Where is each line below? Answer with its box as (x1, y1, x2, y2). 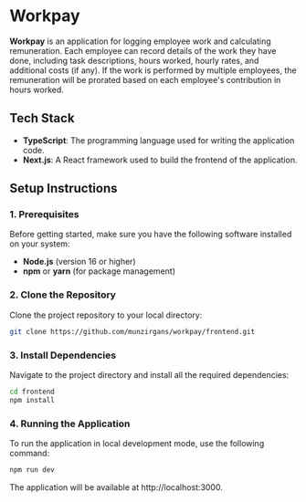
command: (9, 447, 50, 458)
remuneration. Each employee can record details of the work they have (9, 45, 277, 56)
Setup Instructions (9, 181, 118, 196)
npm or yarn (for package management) (22, 266, 176, 277)
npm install (9, 395, 55, 404)
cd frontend (9, 387, 55, 396)
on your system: (9, 238, 70, 249)
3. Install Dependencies (9, 349, 117, 361)
